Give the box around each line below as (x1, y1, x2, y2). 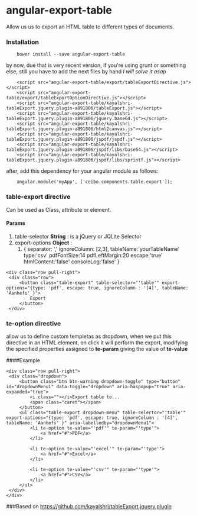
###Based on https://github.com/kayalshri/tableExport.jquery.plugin (6, 503, 172, 510)
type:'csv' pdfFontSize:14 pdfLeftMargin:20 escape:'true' (23, 251, 163, 259)
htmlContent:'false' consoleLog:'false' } (23, 258, 120, 265)
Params (6, 220, 25, 227)
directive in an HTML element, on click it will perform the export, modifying (6, 339, 188, 346)
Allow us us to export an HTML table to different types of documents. (6, 23, 175, 30)
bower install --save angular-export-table (17, 51, 126, 57)
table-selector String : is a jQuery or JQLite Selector (14, 233, 142, 240)
